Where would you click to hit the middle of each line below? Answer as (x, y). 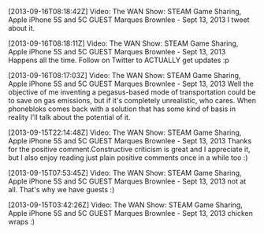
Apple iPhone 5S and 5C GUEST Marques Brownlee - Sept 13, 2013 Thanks (130, 141)
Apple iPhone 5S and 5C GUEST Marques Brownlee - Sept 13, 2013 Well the (131, 84)
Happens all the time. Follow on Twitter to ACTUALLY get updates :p (119, 60)
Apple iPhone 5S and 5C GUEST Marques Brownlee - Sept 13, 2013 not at (127, 181)
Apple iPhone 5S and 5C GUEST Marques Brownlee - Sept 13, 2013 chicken (131, 213)
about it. (22, 28)
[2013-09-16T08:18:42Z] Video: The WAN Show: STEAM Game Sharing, (125, 11)
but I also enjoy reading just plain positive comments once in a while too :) (128, 158)
